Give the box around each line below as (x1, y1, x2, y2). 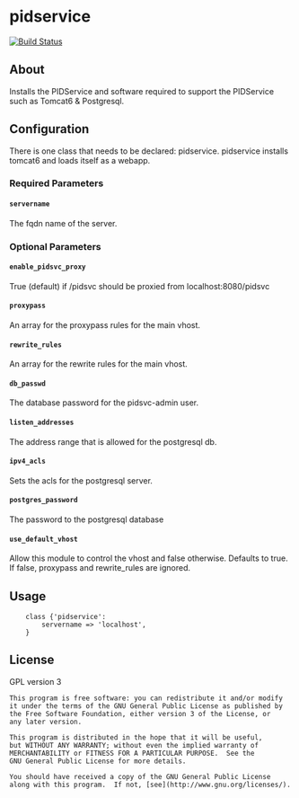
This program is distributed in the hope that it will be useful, (9, 732, 263, 742)
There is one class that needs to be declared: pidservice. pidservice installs (9, 146, 289, 156)
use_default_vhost (9, 535, 78, 544)
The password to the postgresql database (9, 514, 164, 525)
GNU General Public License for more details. (9, 757, 187, 766)
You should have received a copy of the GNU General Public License (9, 772, 271, 781)
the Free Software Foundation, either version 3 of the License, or (9, 709, 271, 718)
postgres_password (9, 496, 78, 505)
